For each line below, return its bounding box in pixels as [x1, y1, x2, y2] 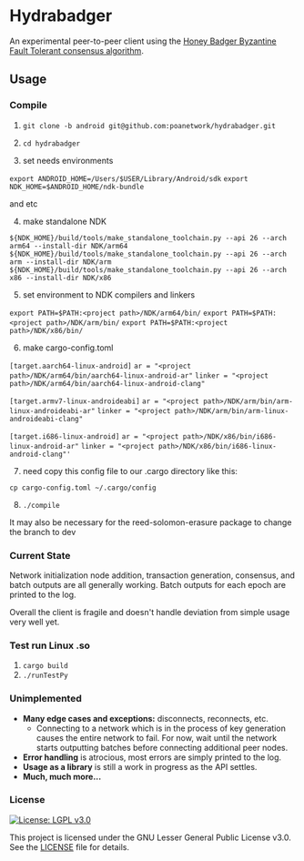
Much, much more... [22, 771, 102, 782]
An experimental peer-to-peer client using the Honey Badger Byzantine [9, 35, 278, 46]
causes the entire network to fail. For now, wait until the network [35, 732, 278, 743]
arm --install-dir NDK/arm [9, 257, 112, 267]
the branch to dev [9, 526, 76, 537]
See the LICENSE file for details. [9, 841, 130, 852]
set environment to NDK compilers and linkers [22, 289, 196, 300]
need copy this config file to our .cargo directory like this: [22, 465, 238, 476]
